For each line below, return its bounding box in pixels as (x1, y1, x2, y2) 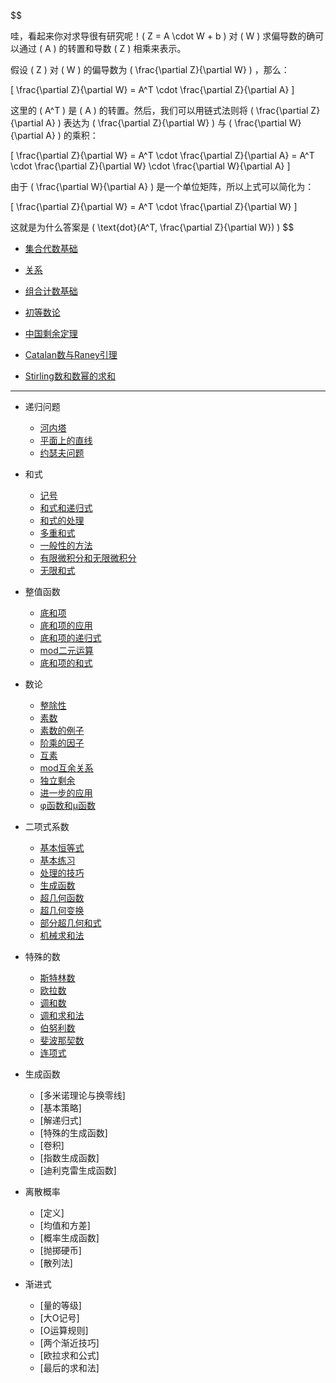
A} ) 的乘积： (45, 130, 99, 141)
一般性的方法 (39, 540, 93, 551)
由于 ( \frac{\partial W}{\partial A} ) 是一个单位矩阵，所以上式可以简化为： (10, 181, 315, 192)
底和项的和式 (39, 657, 93, 669)
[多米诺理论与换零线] (39, 1090, 126, 1101)
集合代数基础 (24, 243, 78, 254)
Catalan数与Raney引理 (24, 349, 118, 360)
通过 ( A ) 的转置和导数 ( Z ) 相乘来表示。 (18, 43, 187, 54)
